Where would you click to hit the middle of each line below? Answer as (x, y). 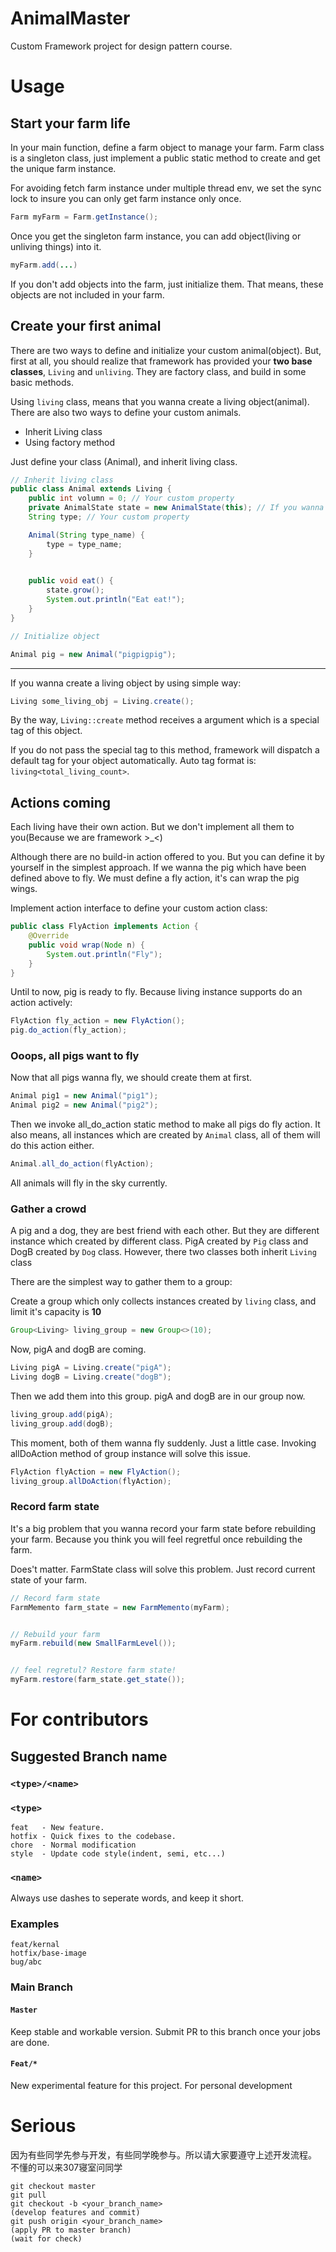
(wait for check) (46, 2238)
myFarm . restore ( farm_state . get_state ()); (98, 1680)
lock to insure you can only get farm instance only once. (126, 198)
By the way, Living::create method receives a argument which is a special (165, 720)
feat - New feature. (57, 1827)
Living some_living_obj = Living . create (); (102, 701)
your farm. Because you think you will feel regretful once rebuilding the (156, 1539)
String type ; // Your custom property (109, 517)
